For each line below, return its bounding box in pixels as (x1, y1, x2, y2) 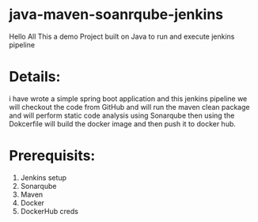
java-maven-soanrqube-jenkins (9, 6, 224, 24)
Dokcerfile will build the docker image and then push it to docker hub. (9, 119, 237, 128)
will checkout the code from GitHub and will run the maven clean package (9, 102, 250, 111)
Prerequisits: (9, 147, 96, 165)
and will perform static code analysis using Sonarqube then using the (9, 111, 235, 120)
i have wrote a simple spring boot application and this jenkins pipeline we (9, 93, 248, 103)
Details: (9, 68, 61, 86)
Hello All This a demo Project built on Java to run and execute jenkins (9, 32, 235, 41)
